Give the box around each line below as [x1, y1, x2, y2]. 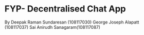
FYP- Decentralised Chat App [4, 3, 126, 14]
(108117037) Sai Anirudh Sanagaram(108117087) [4, 24, 101, 30]
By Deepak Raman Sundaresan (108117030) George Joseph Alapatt [4, 19, 140, 25]
